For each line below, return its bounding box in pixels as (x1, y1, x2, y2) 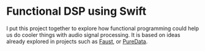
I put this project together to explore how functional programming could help (6, 25, 199, 32)
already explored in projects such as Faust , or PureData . (6, 37, 148, 45)
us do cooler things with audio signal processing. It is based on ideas (6, 31, 181, 38)
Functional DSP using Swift (6, 4, 147, 18)
